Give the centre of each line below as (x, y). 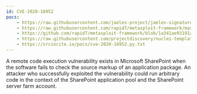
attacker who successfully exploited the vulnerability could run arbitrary (93, 73)
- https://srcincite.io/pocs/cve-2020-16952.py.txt (81, 45)
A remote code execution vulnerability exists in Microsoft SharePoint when (96, 61)
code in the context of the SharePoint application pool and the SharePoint (95, 79)
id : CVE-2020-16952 (30, 11)
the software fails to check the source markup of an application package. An (98, 67)
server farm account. (31, 86)
